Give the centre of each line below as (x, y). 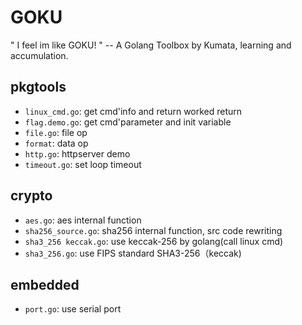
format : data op (56, 143)
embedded (45, 284)
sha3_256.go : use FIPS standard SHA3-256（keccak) (133, 253)
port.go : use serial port (73, 309)
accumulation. (39, 55)
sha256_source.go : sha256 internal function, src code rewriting (153, 230)
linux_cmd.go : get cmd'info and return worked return (133, 111)
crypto (31, 196)
